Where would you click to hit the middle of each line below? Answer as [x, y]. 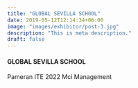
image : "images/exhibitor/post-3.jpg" [63, 26]
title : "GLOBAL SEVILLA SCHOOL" [54, 14]
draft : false [26, 39]
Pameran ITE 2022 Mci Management [60, 77]
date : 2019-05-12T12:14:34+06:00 [55, 20]
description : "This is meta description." [69, 33]
